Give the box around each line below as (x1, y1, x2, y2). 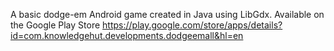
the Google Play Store (10, 19, 101, 31)
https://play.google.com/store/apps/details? (102, 19, 283, 31)
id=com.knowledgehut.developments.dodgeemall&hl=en (10, 30, 244, 41)
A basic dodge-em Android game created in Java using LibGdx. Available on (10, 9, 325, 20)
